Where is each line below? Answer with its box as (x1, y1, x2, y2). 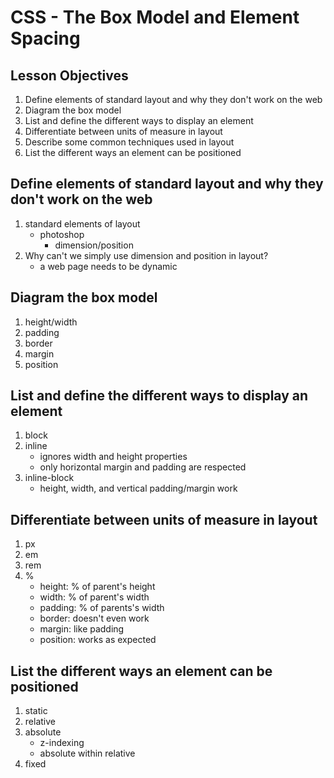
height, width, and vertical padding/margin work (39, 482, 238, 495)
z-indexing (39, 737, 85, 749)
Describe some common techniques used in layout (24, 136, 235, 148)
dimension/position (54, 239, 134, 251)
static (24, 705, 48, 717)
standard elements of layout (24, 217, 141, 230)
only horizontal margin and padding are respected (39, 461, 247, 473)
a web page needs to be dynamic (39, 260, 178, 272)
